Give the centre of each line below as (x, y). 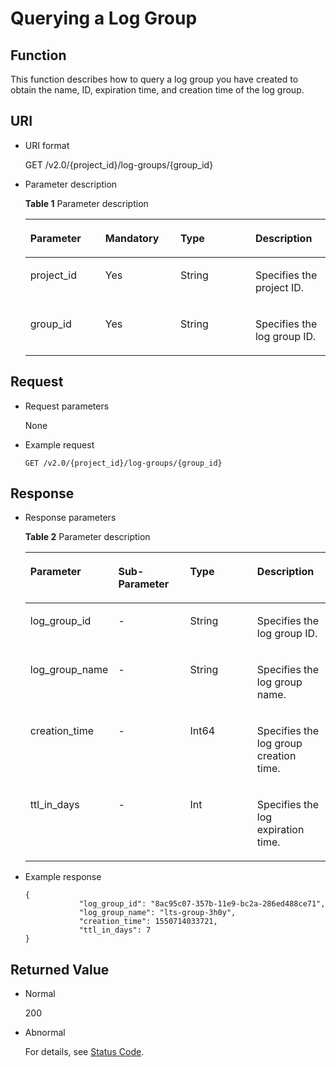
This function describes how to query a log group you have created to (154, 79)
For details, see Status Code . (84, 1052)
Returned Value (60, 969)
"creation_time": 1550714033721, (148, 922)
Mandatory (132, 238)
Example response (63, 877)
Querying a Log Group (104, 18)
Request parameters (67, 406)
